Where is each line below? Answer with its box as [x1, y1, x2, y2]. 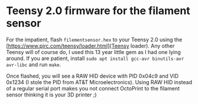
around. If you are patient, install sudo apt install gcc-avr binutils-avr [6, 55, 184, 62]
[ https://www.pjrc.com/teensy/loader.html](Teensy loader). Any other [6, 42, 175, 49]
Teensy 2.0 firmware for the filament [6, 4, 190, 18]
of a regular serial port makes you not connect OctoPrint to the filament [6, 85, 180, 92]
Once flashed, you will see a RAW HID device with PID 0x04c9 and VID [6, 72, 179, 79]
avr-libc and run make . [6, 61, 61, 68]
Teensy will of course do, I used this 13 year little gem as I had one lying [6, 48, 181, 55]
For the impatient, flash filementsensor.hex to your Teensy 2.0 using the [6, 36, 183, 43]
